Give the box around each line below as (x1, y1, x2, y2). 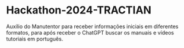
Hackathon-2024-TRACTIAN (6, 4, 151, 17)
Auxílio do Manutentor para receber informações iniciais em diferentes (6, 23, 179, 30)
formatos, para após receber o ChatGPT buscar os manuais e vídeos (6, 29, 175, 36)
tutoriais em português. (6, 35, 64, 42)
